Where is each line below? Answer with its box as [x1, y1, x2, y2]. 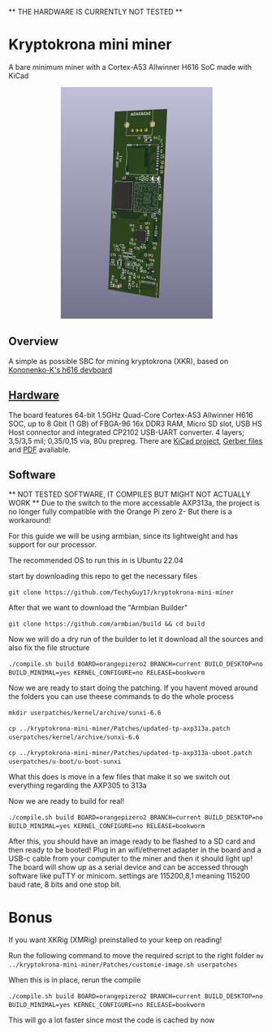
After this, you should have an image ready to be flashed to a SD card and [8, 836, 256, 846]
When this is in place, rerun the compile [8, 975, 141, 985]
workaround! [8, 515, 51, 525]
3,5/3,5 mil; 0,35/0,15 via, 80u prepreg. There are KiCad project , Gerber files [8, 436, 263, 445]
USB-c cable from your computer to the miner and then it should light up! [8, 853, 253, 864]
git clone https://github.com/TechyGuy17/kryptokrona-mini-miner [8, 588, 234, 597]
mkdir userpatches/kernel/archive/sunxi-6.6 [8, 709, 162, 718]
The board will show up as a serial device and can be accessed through [8, 862, 249, 872]
